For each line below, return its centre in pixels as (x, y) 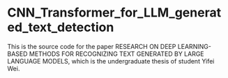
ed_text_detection (61, 27)
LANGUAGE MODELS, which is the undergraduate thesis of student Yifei (111, 61)
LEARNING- (194, 46)
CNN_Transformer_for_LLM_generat (114, 13)
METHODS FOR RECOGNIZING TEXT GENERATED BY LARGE (116, 54)
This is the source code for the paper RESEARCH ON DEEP (92, 46)
